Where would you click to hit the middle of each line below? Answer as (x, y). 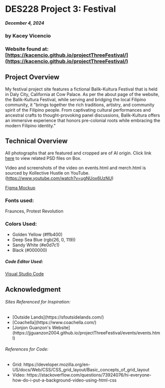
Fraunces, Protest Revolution (34, 211)
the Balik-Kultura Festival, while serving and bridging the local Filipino (76, 99)
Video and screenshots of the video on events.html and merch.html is (76, 168)
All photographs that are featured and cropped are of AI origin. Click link (78, 153)
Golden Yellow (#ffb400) (37, 235)
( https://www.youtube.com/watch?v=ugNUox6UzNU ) (59, 178)
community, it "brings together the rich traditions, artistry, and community (80, 105)
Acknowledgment (33, 289)
